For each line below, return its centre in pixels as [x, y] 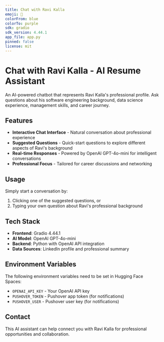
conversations [27, 158]
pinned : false [20, 42]
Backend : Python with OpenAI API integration [58, 244]
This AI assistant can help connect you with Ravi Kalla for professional [76, 329]
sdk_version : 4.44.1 [26, 32]
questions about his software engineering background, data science [74, 100]
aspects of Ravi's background [42, 148]
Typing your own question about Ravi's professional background [77, 206]
